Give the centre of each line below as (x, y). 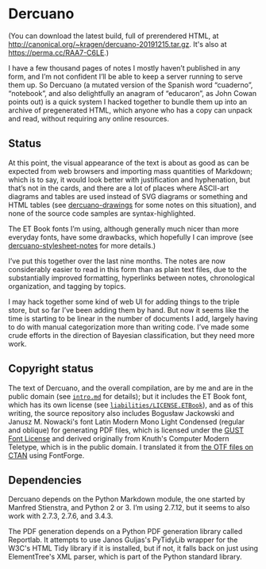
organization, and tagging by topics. (67, 286)
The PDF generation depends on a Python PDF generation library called (125, 532)
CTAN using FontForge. (46, 455)
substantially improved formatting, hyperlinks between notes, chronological (132, 278)
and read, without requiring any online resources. (89, 118)
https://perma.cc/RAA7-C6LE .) (59, 52)
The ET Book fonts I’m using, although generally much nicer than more (124, 229)
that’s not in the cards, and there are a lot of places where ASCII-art (119, 188)
